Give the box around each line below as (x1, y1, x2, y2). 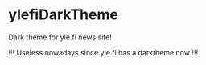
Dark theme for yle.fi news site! (8, 32, 113, 42)
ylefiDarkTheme (8, 6, 119, 24)
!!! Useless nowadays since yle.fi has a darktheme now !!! (8, 47, 199, 57)
